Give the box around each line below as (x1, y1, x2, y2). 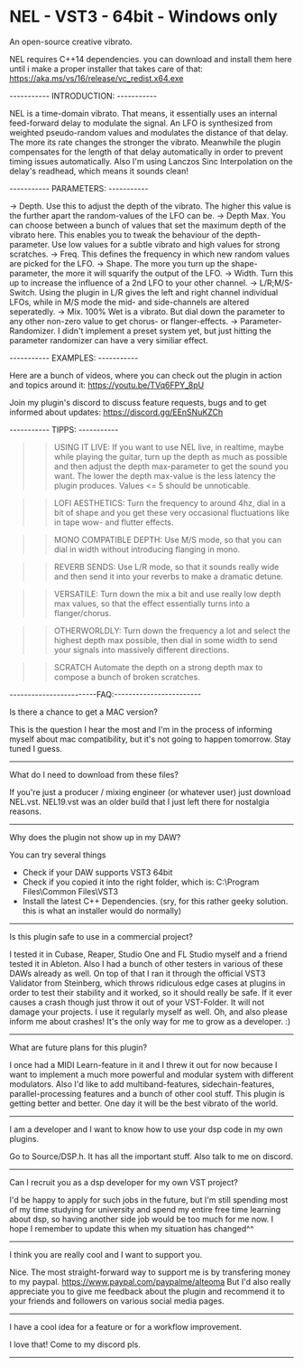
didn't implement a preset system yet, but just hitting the (61, 325, 272, 336)
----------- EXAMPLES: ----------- (9, 352, 139, 363)
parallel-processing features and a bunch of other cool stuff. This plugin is (9, 1088, 286, 1099)
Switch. (9, 286, 38, 297)
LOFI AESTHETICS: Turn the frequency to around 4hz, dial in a (53, 497, 286, 508)
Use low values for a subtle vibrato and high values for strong (51, 239, 280, 249)
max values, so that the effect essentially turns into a (53, 598, 251, 609)
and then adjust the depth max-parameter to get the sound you (53, 461, 289, 472)
